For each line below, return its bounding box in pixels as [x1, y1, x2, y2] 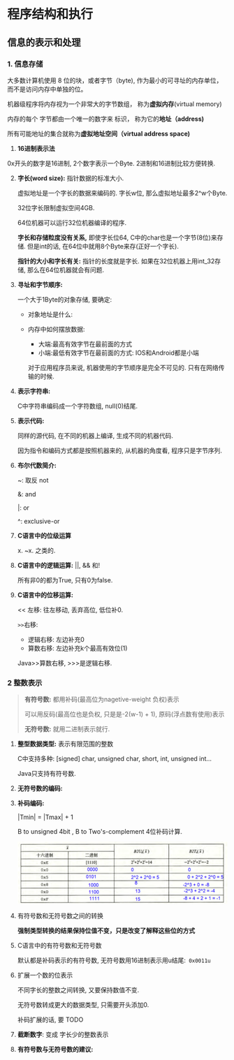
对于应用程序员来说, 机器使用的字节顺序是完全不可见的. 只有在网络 [27, 363, 219, 371]
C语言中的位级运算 [17, 531, 72, 540]
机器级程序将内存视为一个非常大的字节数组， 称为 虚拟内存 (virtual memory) [7, 99, 222, 108]
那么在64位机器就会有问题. [27, 265, 105, 274]
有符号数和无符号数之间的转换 [17, 911, 103, 920]
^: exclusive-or [17, 517, 60, 525]
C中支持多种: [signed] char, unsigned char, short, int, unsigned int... [17, 755, 212, 763]
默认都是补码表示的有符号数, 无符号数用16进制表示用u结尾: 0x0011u [17, 956, 211, 964]
